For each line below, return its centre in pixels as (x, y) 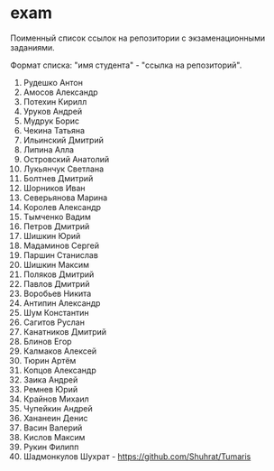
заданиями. (32, 47)
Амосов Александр (60, 92)
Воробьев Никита (57, 293)
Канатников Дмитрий (65, 331)
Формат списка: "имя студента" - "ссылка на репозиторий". (126, 65)
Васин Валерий (53, 428)
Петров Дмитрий (56, 226)
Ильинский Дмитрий (64, 140)
